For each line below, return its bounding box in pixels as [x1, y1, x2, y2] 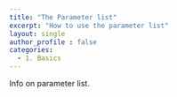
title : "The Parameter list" [9, 12, 117, 22]
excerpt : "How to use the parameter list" [9, 21, 169, 30]
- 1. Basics [17, 54, 62, 63]
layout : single [9, 29, 66, 38]
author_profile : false [9, 37, 98, 47]
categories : [9, 46, 53, 55]
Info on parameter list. [9, 78, 91, 88]
